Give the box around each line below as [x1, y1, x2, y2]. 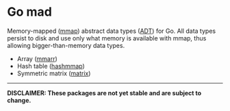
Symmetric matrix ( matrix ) [16, 69, 91, 77]
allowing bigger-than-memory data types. [7, 41, 125, 49]
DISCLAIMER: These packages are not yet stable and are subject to [7, 88, 202, 97]
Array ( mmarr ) [16, 54, 58, 62]
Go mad [7, 4, 53, 20]
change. [7, 96, 31, 104]
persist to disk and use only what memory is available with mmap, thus [7, 34, 207, 42]
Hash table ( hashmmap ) [16, 62, 86, 70]
